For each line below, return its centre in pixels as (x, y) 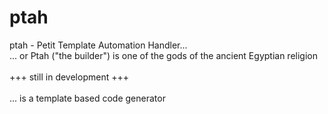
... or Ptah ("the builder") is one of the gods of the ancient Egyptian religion (163, 55)
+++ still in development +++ (69, 77)
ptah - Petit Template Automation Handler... (98, 45)
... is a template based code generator (87, 98)
